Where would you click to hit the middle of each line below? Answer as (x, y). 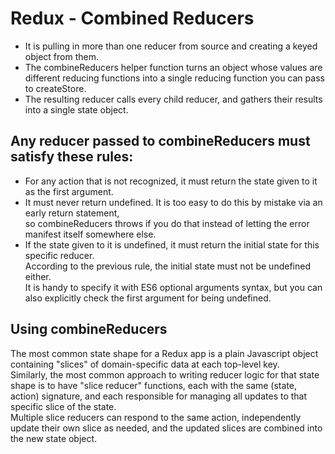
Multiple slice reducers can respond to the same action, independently (156, 417)
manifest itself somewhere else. (90, 234)
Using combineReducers (89, 329)
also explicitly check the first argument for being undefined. (148, 298)
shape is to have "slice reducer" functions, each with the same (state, (154, 385)
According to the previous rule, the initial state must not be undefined (167, 266)
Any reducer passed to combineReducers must (160, 141)
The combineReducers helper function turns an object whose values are (173, 67)
